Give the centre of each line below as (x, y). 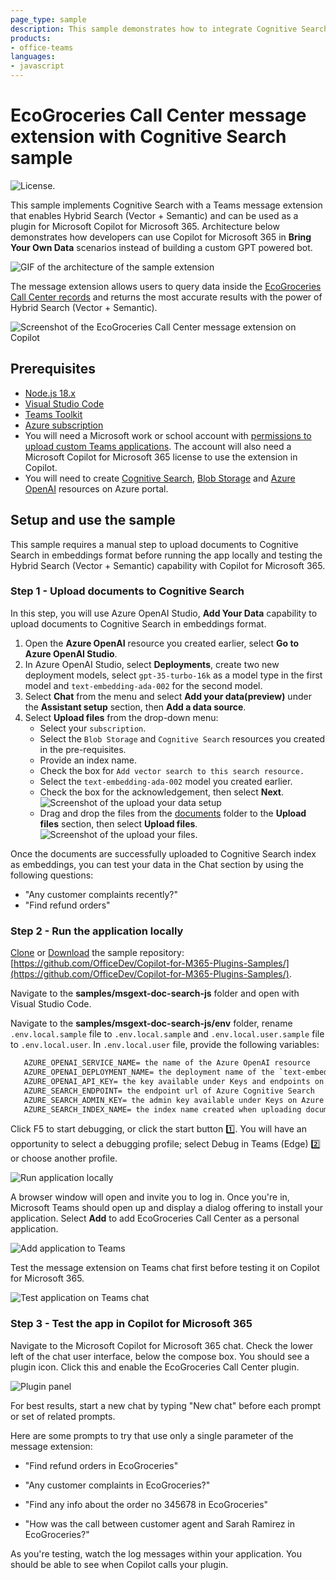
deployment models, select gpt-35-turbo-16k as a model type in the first (173, 675)
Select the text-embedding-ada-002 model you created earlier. (166, 781)
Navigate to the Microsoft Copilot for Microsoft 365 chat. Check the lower (162, 1345)
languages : (33, 57)
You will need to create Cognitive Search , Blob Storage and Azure (160, 478)
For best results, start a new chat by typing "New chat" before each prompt (166, 1405)
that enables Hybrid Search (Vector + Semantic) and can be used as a (154, 215)
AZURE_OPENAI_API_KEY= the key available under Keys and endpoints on (174, 1081)
